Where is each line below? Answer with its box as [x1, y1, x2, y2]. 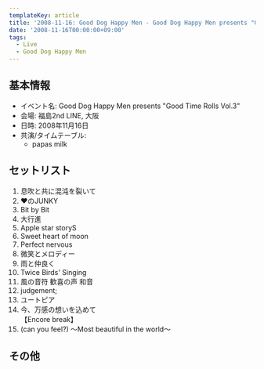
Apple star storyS [20, 222, 77, 232]
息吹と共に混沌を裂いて [20, 186, 96, 196]
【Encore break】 [20, 314, 78, 324]
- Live [16, 41, 38, 49]
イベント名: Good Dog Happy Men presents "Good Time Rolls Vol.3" [20, 101, 240, 110]
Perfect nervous [20, 240, 73, 249]
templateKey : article [9, 11, 80, 20]
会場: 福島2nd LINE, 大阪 [20, 110, 99, 120]
